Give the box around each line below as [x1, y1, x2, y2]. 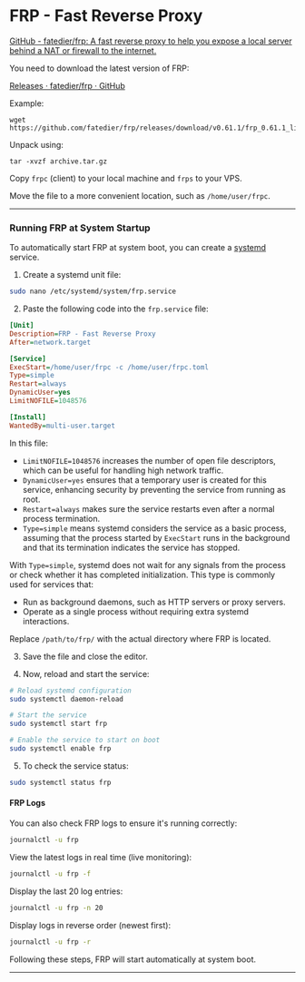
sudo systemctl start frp [9, 719, 107, 729]
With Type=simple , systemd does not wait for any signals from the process [9, 559, 286, 570]
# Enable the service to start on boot [9, 736, 161, 745]
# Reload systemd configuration [9, 686, 132, 695]
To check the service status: [22, 760, 129, 771]
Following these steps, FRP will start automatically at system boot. [9, 954, 257, 965]
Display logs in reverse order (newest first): [9, 919, 171, 930]
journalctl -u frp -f [9, 869, 92, 879]
